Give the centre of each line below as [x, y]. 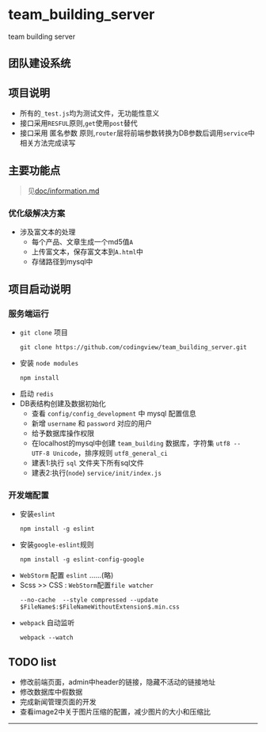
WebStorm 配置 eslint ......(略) [66, 575]
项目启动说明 [40, 289]
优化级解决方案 [37, 213]
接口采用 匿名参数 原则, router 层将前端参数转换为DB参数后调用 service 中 [137, 133]
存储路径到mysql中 [62, 262]
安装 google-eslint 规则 [57, 544]
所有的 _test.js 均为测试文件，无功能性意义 [89, 113]
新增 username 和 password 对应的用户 [91, 423]
